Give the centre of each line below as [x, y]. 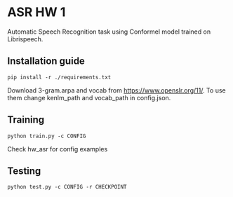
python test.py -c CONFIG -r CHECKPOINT [67, 187]
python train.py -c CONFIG [47, 136]
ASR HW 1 [36, 12]
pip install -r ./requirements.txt [59, 77]
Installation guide [46, 61]
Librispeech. [25, 39]
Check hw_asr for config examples [58, 149]
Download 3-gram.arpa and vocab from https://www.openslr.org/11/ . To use [116, 90]
